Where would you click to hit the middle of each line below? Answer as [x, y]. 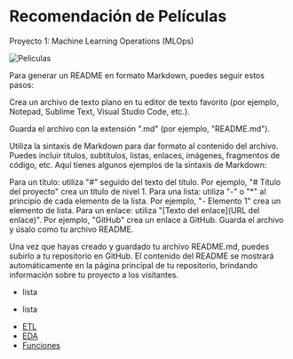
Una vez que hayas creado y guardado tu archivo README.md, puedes [139, 246]
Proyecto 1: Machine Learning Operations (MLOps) [102, 41]
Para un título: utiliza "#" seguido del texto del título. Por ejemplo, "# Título [145, 182]
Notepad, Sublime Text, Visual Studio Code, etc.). [100, 111]
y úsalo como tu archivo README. [71, 229]
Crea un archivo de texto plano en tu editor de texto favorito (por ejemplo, [144, 102]
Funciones [41, 345]
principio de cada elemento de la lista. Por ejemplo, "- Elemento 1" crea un [145, 201]
